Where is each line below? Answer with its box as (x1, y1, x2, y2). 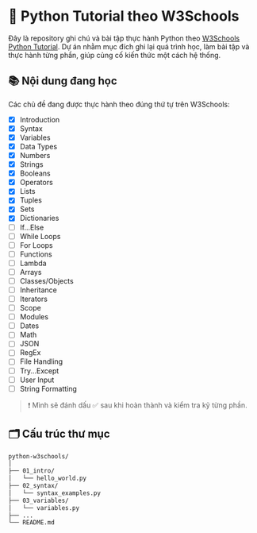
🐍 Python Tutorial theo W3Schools (8, 7, 240, 25)
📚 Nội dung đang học (8, 75, 117, 88)
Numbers (19, 151, 51, 160)
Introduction (19, 114, 60, 124)
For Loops (19, 240, 53, 249)
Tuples (19, 195, 42, 205)
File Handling (19, 357, 63, 366)
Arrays (19, 267, 42, 276)
